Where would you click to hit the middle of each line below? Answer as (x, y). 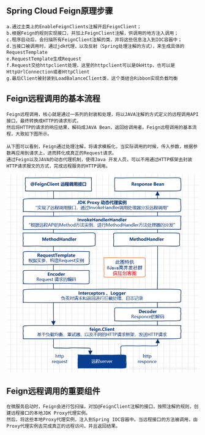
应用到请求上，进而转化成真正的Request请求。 (66, 153)
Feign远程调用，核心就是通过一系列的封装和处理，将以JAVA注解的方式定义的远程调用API (102, 114)
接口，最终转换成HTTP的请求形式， (44, 121)
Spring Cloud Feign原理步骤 (60, 11)
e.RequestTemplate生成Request (44, 59)
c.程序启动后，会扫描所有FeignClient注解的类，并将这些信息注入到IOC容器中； (94, 40)
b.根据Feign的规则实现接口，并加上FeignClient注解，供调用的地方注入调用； (92, 33)
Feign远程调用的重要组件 (54, 391)
